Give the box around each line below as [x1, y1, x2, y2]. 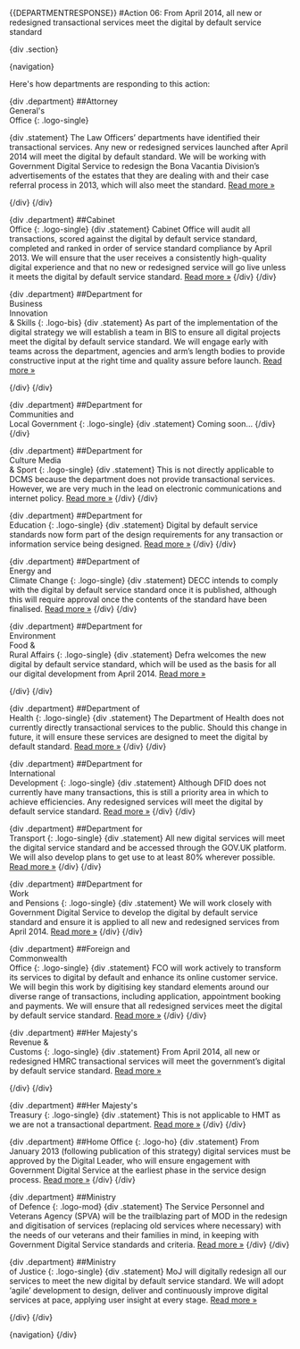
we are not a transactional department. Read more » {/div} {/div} [9, 1119, 246, 1130]
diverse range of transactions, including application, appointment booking [9, 991, 281, 1001]
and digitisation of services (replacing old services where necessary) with [9, 1220, 281, 1231]
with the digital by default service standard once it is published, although [9, 585, 277, 595]
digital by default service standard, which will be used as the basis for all [9, 659, 277, 669]
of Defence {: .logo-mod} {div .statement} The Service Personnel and [9, 1201, 265, 1211]
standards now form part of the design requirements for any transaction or [9, 530, 284, 539]
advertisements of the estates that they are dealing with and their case [9, 170, 270, 181]
